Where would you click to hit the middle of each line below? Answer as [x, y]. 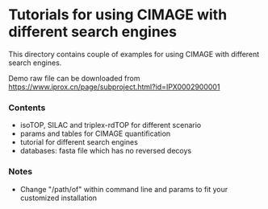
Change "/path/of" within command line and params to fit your [124, 189]
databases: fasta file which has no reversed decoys [106, 151]
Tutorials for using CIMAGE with [118, 15]
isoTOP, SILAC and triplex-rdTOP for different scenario [111, 125]
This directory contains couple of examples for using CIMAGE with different [134, 54]
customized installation [58, 198]
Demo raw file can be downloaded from [74, 78]
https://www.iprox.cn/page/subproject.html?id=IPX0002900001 [114, 87]
